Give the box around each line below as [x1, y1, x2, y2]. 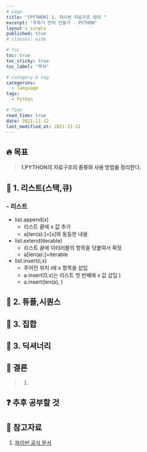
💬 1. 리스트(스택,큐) [6, 183, 72, 193]
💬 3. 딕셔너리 [6, 341, 52, 351]
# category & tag [6, 74, 49, 80]
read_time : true [6, 112, 46, 119]
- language [11, 85, 39, 91]
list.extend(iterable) [14, 237, 63, 244]
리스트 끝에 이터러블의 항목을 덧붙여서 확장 [23, 244, 123, 251]
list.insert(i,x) [14, 257, 47, 264]
